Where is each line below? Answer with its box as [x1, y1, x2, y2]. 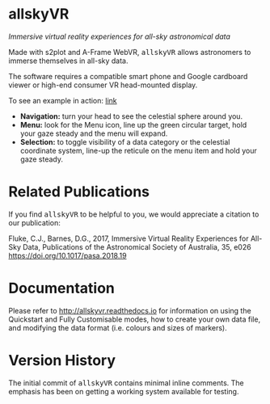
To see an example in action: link [8, 95, 117, 105]
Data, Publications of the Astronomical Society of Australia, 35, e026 [23, 242, 252, 251]
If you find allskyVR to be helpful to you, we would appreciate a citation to [8, 209, 259, 219]
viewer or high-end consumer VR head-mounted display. [8, 80, 198, 90]
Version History [8, 351, 116, 369]
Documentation [8, 280, 116, 297]
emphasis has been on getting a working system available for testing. [8, 386, 239, 396]
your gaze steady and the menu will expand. [19, 128, 168, 138]
